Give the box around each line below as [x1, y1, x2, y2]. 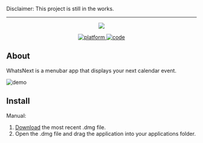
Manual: [6, 112, 27, 119]
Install [6, 96, 30, 106]
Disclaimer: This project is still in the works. [6, 5, 114, 12]
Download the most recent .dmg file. [14, 123, 106, 131]
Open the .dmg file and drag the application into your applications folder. [14, 130, 196, 137]
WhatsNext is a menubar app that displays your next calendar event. [6, 67, 177, 74]
